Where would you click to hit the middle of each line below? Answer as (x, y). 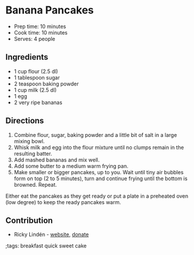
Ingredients (27, 57)
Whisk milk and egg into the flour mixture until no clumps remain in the (99, 147)
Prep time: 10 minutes (40, 26)
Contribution (29, 220)
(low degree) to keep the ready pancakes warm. (63, 202)
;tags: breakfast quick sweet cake (46, 246)
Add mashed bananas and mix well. (57, 160)
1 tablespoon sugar (37, 77)
